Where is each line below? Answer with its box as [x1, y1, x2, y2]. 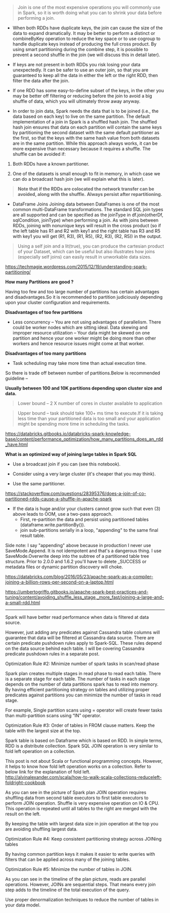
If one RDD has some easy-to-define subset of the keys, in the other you [12, 88, 164, 93]
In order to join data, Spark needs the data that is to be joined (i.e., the [12, 108, 159, 114]
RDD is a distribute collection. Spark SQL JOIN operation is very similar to [5, 743, 158, 749]
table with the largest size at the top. [5, 728, 81, 733]
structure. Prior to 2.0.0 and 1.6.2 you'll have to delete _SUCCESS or [5, 559, 147, 564]
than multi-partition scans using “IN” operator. [5, 713, 102, 718]
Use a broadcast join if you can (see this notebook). [12, 461, 121, 467]
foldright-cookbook [5, 779, 46, 785]
